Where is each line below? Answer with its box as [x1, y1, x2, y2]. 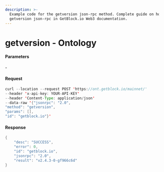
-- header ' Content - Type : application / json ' [5, 96, 95, 101]
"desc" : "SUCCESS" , [14, 140, 54, 145]
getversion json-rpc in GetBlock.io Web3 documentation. [9, 16, 128, 21]
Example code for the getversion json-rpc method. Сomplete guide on [9, 12, 154, 17]
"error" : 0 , [14, 145, 38, 150]
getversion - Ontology [5, 37, 97, 48]
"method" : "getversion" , [5, 105, 56, 110]
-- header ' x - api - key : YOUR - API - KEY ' [5, 91, 80, 96]
